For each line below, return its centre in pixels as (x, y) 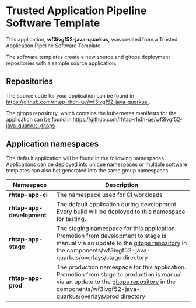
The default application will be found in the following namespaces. (86, 158)
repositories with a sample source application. (61, 63)
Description (122, 185)
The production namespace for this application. (121, 267)
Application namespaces (52, 144)
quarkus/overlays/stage (89, 257)
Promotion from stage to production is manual (119, 274)
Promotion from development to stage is (111, 236)
